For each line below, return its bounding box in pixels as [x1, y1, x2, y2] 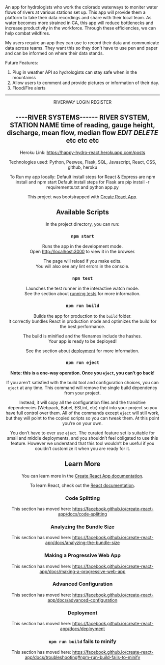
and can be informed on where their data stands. [5, 50, 104, 56]
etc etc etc [66, 136, 99, 145]
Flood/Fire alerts [12, 85, 46, 91]
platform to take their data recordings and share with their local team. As [5, 15, 152, 20]
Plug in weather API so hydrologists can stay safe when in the [12, 69, 137, 75]
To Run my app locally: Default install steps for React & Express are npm [9, 174, 156, 180]
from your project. [64, 390, 101, 395]
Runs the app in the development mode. [42, 243, 123, 249]
